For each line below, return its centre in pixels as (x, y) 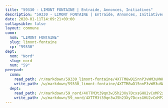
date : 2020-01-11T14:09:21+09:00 (40, 19)
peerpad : (14, 70)
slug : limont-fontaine (33, 42)
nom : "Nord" (22, 56)
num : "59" (20, 65)
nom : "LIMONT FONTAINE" (34, 38)
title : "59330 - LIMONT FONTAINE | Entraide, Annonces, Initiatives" (79, 10)
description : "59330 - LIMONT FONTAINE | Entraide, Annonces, (71, 14)
